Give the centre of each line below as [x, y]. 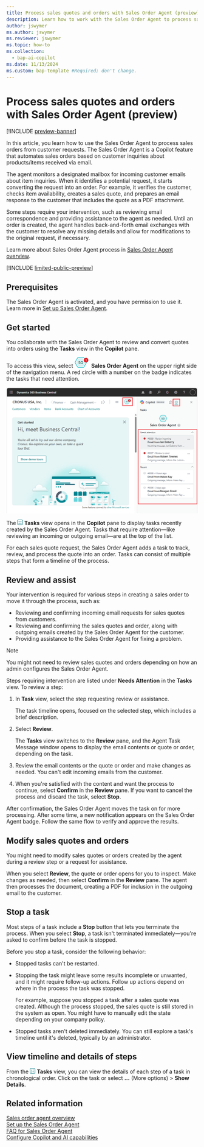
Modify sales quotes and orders [68, 841]
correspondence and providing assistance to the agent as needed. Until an [100, 219]
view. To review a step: [35, 687]
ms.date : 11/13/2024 [32, 64]
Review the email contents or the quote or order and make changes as [103, 766]
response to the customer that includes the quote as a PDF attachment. [96, 200]
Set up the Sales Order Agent [43, 1124]
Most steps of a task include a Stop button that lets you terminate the [93, 926]
